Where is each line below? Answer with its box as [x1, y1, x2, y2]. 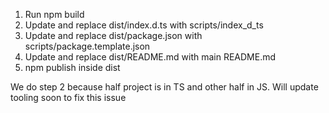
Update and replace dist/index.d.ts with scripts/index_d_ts [24, 19, 264, 31]
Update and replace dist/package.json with [24, 30, 203, 41]
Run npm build [24, 9, 85, 20]
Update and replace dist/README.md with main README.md [24, 51, 277, 63]
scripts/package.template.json [24, 40, 151, 52]
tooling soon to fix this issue [10, 92, 127, 103]
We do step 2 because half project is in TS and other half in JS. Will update [10, 81, 319, 93]
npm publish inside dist [24, 62, 121, 73]
